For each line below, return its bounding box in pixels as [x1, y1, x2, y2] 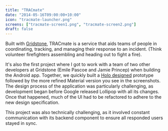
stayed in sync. [5, 120, 37, 126]
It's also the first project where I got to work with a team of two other [5, 61, 151, 68]
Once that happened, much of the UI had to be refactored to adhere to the [5, 94, 162, 100]
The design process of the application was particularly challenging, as [5, 83, 154, 90]
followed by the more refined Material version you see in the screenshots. [5, 78, 161, 84]
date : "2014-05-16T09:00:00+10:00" [5, 12, 81, 17]
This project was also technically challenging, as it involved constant [5, 110, 150, 116]
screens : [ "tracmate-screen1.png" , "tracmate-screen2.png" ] [5, 21, 137, 27]
